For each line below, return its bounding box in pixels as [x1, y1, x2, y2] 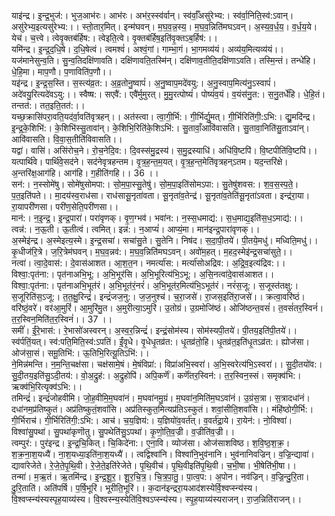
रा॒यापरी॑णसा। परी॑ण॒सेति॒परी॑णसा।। [11, 201, 119, 212]
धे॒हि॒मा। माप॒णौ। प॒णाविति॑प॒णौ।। [11, 66, 113, 77]
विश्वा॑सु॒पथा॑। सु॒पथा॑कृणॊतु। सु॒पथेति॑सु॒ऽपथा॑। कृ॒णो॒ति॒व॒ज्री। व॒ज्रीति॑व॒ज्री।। [11, 426, 236, 437]
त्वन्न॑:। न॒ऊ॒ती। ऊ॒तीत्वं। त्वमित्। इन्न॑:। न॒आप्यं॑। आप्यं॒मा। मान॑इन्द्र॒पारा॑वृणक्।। [11, 223, 261, 235]
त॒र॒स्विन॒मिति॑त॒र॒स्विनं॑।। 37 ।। [11, 313, 113, 325]
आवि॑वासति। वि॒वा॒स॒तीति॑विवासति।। [11, 133, 123, 145]
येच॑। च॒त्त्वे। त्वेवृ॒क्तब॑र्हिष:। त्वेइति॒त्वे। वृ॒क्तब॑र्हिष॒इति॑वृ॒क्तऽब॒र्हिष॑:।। [11, 32, 219, 44]
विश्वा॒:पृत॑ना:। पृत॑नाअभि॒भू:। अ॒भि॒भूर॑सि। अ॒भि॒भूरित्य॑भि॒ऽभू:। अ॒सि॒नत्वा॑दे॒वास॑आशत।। [11, 268, 275, 280]
